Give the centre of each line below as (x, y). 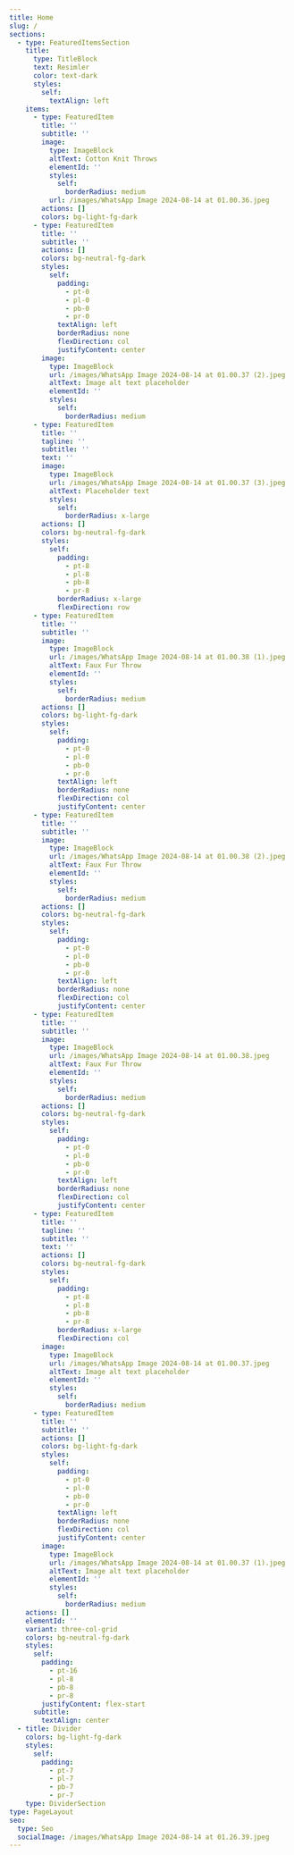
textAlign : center (76, 1721)
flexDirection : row (93, 608)
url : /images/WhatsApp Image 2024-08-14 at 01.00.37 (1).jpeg (167, 1563)
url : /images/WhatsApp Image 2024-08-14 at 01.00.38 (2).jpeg (167, 857)
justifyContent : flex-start (93, 1704)
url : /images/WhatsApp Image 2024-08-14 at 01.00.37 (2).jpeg (167, 375)
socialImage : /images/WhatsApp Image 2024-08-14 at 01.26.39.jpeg (143, 1837)
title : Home (31, 17)
